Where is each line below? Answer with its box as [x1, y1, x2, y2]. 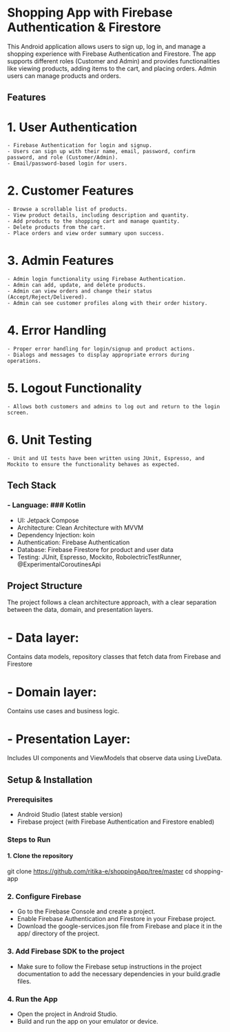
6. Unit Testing [7, 433, 92, 448]
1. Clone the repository [7, 852, 74, 860]
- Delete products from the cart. [7, 224, 107, 231]
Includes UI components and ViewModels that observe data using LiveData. [7, 754, 222, 762]
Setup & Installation [7, 774, 93, 786]
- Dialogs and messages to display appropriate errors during [7, 352, 189, 359]
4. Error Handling [7, 323, 107, 339]
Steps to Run [7, 835, 51, 844]
